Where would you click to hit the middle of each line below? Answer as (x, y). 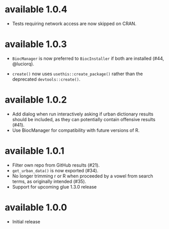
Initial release (26, 221)
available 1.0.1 (35, 151)
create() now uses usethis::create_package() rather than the (78, 74)
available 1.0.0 (36, 207)
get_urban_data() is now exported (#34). (55, 170)
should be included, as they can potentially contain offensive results (84, 119)
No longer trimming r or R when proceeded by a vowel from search (83, 176)
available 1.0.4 (36, 9)
